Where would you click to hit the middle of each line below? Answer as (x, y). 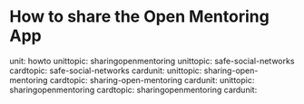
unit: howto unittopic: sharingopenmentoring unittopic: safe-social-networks (152, 61)
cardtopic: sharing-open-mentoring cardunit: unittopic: (152, 80)
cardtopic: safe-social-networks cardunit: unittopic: (106, 71)
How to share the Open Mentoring (139, 17)
